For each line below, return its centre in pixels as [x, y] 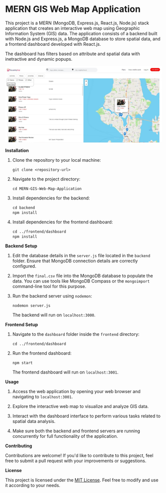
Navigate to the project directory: [46, 179]
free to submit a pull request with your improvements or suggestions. [76, 461]
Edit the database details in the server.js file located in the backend [81, 255]
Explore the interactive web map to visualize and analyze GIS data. [81, 406]
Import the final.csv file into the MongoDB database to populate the [83, 276]
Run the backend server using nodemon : [52, 296]
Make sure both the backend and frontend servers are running [76, 431]
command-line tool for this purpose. [49, 286]
